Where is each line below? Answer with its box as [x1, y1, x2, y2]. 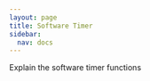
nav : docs [17, 37, 53, 47]
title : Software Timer [9, 21, 93, 30]
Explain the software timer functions [9, 62, 142, 73]
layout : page [9, 12, 58, 22]
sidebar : [9, 29, 42, 38]
